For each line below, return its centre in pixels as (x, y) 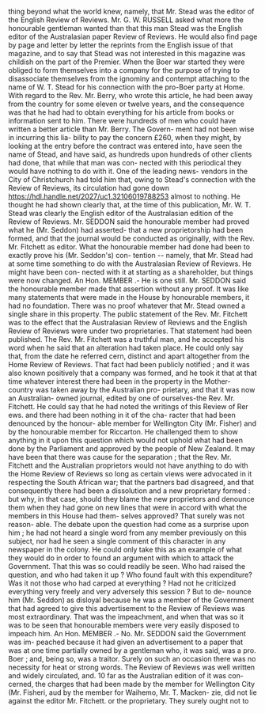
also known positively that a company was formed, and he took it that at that (132, 373)
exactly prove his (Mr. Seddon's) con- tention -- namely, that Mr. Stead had (131, 255)
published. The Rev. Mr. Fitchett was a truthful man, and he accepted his (126, 339)
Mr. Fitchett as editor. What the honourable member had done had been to (129, 247)
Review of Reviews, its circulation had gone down (89, 188)
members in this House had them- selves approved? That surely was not (127, 516)
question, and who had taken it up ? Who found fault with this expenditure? (131, 575)
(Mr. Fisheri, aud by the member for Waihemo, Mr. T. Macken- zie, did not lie (132, 692)
